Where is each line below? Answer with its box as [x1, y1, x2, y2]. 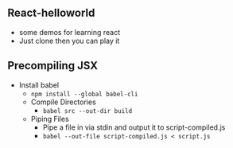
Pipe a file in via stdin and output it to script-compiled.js [42, 123, 226, 132]
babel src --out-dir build [42, 107, 133, 115]
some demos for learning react [18, 27, 121, 37]
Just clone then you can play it [18, 36, 120, 45]
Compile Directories [30, 97, 96, 107]
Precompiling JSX [7, 59, 99, 72]
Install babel [18, 80, 60, 90]
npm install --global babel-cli [30, 90, 138, 98]
